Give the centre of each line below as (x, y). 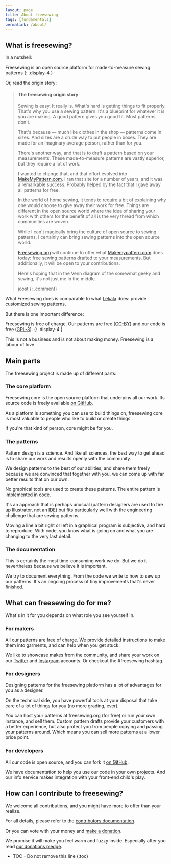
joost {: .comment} (37, 289)
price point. (17, 737)
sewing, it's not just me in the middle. (57, 279)
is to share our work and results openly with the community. (68, 458)
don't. (24, 122)
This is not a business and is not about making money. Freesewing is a (79, 339)
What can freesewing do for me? (58, 603)
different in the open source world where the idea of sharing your (87, 211)
